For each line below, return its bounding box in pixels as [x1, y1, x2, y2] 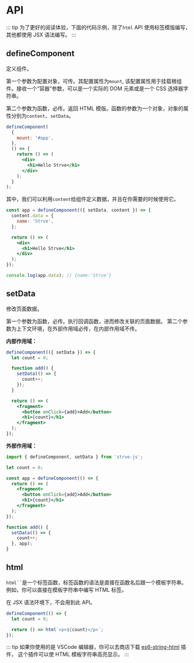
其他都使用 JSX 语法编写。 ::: [6, 31, 76, 38]
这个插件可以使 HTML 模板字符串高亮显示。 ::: [17, 651, 129, 658]
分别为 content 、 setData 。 [11, 112, 75, 119]
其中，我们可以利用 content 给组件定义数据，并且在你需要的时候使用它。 [6, 196, 179, 203]
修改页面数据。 [6, 305, 42, 312]
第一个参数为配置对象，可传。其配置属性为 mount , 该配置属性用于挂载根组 [6, 77, 182, 84]
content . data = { [11, 213, 54, 219]
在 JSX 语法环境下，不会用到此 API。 [6, 599, 96, 606]
